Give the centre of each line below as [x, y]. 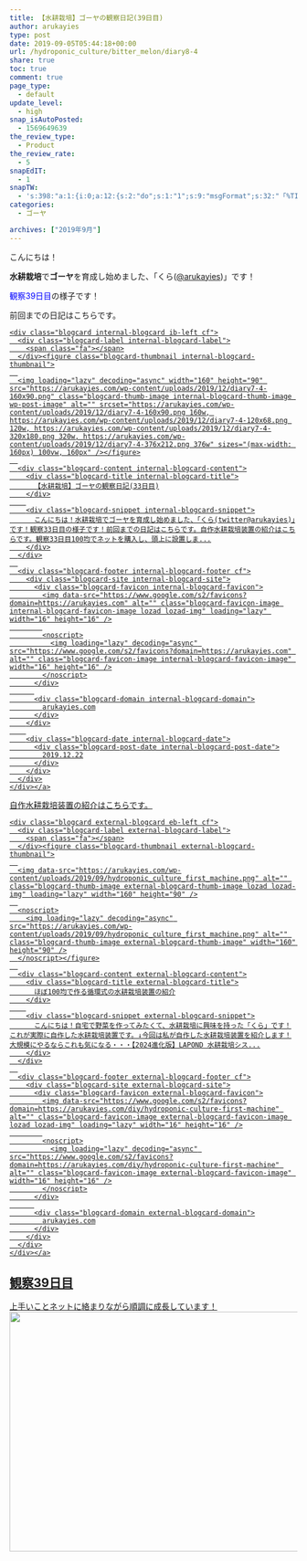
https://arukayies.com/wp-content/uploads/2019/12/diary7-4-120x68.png [148, 420]
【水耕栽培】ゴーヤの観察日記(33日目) [96, 486]
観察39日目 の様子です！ [55, 295]
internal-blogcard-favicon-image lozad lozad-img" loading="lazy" [138, 611]
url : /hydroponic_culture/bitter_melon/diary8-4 [104, 52]
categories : [32, 205]
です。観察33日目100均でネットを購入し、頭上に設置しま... [114, 539]
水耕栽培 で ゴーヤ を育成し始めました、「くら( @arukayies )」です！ [132, 276]
